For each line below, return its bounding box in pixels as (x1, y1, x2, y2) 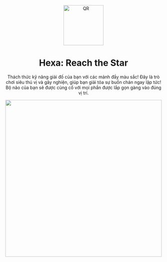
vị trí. (78, 90, 89, 96)
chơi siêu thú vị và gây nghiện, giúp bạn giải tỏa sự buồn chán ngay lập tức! (5, 79, 161, 85)
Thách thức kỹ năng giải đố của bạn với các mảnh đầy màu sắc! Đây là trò (7, 74, 160, 80)
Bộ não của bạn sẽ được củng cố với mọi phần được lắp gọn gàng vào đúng (5, 84, 161, 90)
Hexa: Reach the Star (38, 57, 128, 69)
